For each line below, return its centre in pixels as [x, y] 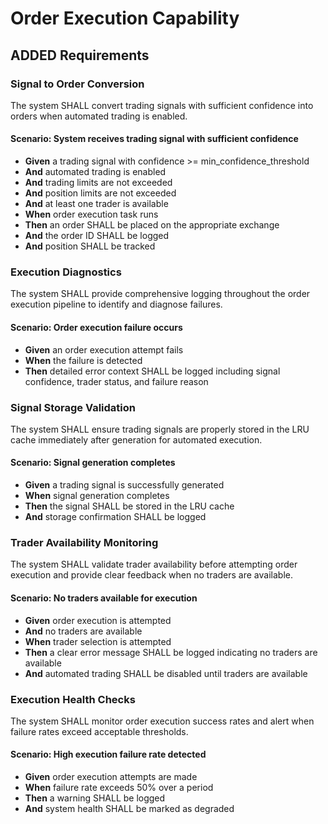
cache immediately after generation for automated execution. [136, 439]
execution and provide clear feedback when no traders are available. [151, 575]
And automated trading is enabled [95, 172]
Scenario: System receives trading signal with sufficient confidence [154, 139]
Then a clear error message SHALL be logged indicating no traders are [171, 652]
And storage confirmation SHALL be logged [115, 517]
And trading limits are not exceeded [98, 183]
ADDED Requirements [80, 55]
